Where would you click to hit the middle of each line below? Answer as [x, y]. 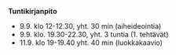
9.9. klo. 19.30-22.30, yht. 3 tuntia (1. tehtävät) [94, 34]
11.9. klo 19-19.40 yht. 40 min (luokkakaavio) [91, 43]
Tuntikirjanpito [33, 11]
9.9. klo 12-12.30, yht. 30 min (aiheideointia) [90, 26]
